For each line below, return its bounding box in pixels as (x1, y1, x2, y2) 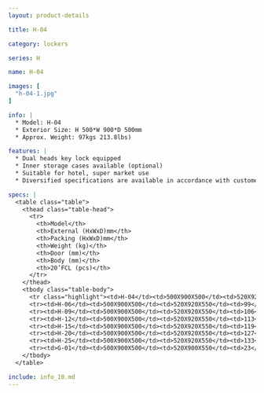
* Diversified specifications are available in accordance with (15, 176, 230, 185)
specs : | (8, 190, 37, 199)
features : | (8, 147, 47, 156)
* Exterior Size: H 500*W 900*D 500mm (15, 126, 143, 134)
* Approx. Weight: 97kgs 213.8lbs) (15, 133, 132, 141)
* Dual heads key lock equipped (15, 155, 122, 163)
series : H (8, 54, 41, 62)
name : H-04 (8, 68, 44, 76)
